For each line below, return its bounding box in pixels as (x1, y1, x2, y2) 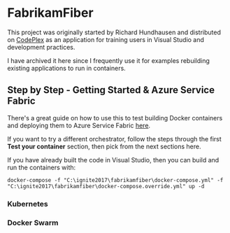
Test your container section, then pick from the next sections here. (7, 142, 201, 150)
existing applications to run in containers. (7, 64, 126, 72)
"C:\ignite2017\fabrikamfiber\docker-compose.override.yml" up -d (7, 183, 205, 190)
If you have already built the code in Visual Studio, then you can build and (7, 155, 220, 164)
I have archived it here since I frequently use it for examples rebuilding (7, 56, 210, 64)
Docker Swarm (7, 218, 59, 227)
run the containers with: (7, 163, 76, 171)
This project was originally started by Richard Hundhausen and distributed (7, 28, 222, 36)
